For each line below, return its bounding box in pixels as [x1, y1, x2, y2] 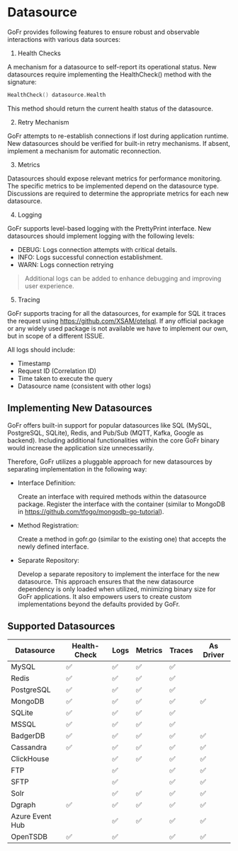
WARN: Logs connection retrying [17, 260, 114, 269]
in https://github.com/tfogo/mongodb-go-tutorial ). [17, 507, 164, 515]
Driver [203, 650, 225, 660]
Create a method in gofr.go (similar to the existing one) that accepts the [17, 535, 227, 543]
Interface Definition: [17, 479, 76, 487]
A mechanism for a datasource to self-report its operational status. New [7, 62, 217, 71]
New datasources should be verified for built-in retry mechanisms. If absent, [7, 139, 230, 147]
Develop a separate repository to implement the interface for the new [17, 569, 220, 578]
